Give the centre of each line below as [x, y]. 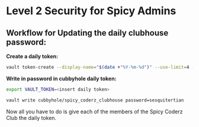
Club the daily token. [31, 118]
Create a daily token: [32, 56]
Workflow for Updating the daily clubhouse [87, 33]
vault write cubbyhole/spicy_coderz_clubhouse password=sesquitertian [95, 100]
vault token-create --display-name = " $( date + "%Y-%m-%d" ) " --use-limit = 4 [98, 67]
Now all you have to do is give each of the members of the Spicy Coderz [94, 112]
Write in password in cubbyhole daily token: [61, 78]
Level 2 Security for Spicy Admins [91, 11]
